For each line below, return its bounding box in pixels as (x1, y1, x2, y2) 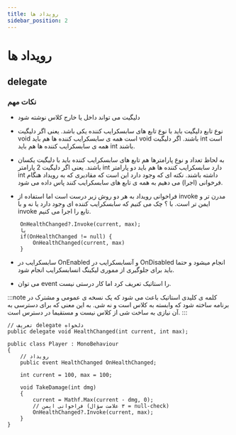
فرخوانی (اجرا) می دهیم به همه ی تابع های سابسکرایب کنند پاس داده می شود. (17, 178, 223, 187)
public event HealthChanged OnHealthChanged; (20, 359, 157, 366)
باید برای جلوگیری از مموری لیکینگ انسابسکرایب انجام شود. (17, 265, 175, 274)
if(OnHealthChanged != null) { (20, 233, 113, 241)
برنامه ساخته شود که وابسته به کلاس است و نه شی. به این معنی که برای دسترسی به (7, 301, 230, 309)
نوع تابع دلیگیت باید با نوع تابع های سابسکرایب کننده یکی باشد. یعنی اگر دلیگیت (17, 127, 223, 136)
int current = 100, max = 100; (20, 372, 113, 379)
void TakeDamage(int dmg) (20, 384, 97, 391)
